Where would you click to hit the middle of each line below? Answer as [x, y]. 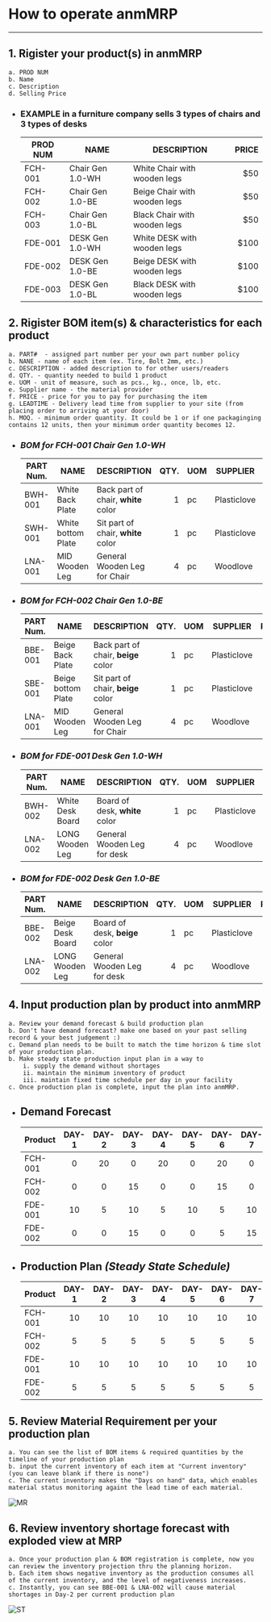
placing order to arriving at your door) [79, 411]
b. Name [21, 79]
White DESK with [165, 238]
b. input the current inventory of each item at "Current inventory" [128, 1467]
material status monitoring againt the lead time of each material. [126, 1488]
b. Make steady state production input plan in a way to [106, 1059]
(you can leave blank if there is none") [79, 1474]
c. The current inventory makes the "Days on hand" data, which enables [133, 1481]
